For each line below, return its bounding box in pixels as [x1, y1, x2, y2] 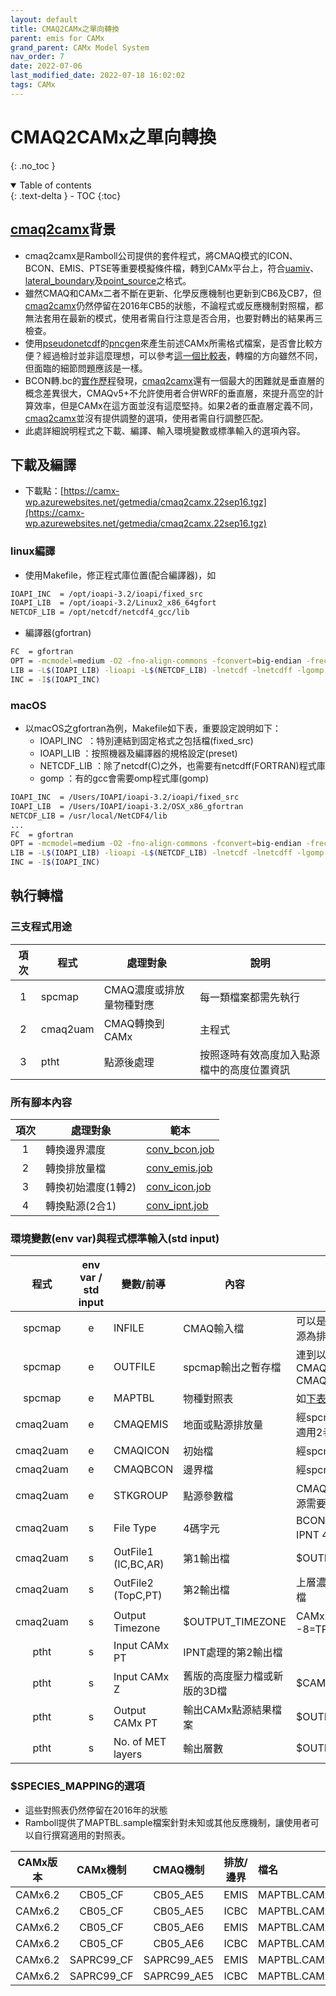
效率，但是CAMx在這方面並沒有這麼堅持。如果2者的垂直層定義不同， [33, 399, 319, 411]
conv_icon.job [146, 1180, 212, 1194]
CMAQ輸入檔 [183, 1322, 245, 1336]
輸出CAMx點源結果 [183, 1703, 272, 1717]
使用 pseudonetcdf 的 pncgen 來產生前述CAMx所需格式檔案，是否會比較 [24, 337, 315, 349]
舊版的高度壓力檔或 [183, 1669, 274, 1683]
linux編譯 [10, 544, 56, 558]
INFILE [113, 1321, 145, 1335]
